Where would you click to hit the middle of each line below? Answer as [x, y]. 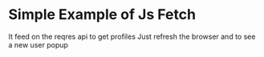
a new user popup [38, 44]
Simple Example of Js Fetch [102, 15]
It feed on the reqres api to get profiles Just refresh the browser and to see [132, 36]
